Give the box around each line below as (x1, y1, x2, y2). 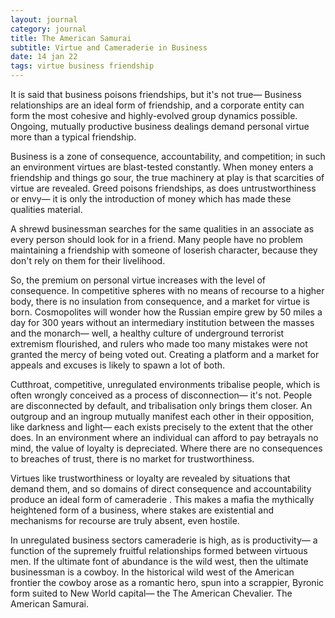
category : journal (10, 24, 87, 34)
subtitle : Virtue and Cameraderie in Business (10, 42, 208, 53)
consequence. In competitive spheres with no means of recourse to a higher (10, 285, 325, 296)
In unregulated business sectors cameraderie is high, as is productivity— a (10, 534, 318, 546)
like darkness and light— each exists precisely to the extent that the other (10, 421, 313, 433)
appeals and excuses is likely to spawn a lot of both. (10, 359, 226, 371)
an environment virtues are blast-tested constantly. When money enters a (10, 161, 314, 173)
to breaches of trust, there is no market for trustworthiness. (10, 453, 255, 465)
